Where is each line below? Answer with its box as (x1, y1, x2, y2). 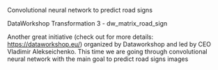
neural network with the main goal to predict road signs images (7, 55, 189, 63)
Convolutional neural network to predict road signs (7, 6, 153, 14)
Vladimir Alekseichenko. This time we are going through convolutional (7, 48, 208, 55)
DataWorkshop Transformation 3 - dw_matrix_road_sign (7, 19, 168, 27)
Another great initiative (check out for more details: (7, 33, 154, 41)
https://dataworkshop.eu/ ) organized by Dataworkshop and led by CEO (7, 40, 211, 48)
